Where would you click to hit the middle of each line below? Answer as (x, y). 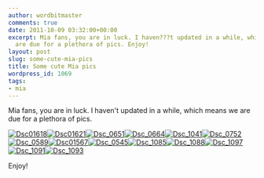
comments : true (33, 23)
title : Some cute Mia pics (52, 67)
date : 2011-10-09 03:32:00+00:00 (63, 30)
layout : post (29, 52)
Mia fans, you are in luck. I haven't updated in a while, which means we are (129, 111)
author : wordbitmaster (45, 15)
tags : (17, 81)
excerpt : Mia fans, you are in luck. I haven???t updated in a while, (126, 37)
